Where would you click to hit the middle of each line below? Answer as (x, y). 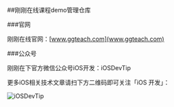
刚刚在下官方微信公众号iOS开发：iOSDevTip (69, 68)
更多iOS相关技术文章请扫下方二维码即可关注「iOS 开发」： (88, 82)
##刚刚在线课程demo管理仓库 (49, 10)
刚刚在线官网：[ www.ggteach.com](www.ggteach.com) (86, 39)
